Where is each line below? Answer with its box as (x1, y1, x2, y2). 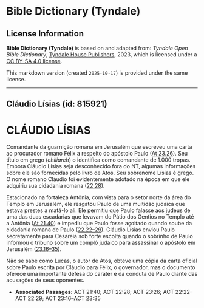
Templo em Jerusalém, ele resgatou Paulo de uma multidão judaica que (6, 200, 185, 208)
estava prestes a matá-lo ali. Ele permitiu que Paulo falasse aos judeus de (6, 207, 191, 214)
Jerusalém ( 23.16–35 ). (6, 245, 62, 253)
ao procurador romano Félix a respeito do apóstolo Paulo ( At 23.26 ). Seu (6, 150, 188, 157)
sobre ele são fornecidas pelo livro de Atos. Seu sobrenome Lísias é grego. (6, 169, 194, 177)
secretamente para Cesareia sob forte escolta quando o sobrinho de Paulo (6, 233, 193, 240)
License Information (6, 29, 84, 39)
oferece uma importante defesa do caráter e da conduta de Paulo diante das (6, 270, 198, 278)
